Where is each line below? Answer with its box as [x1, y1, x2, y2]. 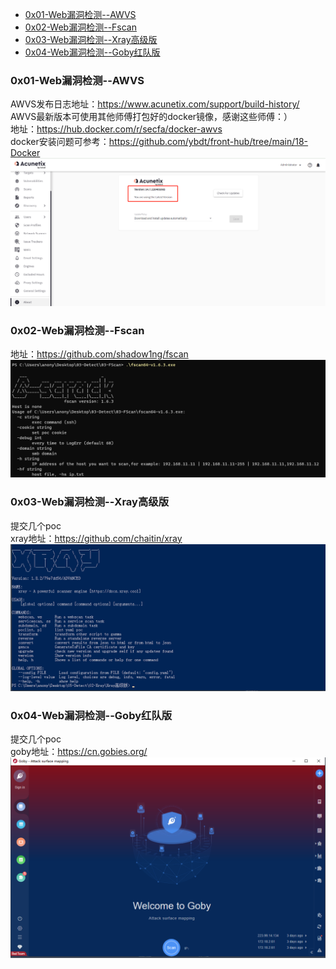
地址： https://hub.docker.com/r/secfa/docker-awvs [10, 123, 223, 135]
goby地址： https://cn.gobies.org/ [10, 746, 148, 758]
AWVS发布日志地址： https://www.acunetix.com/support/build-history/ [10, 98, 300, 110]
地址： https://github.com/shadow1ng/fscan [10, 348, 189, 360]
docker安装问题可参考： [10, 136, 110, 148]
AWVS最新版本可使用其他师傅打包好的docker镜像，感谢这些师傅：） [10, 111, 293, 123]
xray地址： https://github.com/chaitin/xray [10, 532, 183, 544]
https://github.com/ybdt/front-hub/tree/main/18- [108, 136, 309, 148]
